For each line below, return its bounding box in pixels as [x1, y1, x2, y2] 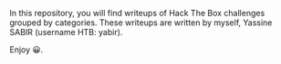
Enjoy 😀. [9, 44, 44, 55]
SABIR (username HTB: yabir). [9, 27, 123, 37]
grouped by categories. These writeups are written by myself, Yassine [9, 17, 273, 28]
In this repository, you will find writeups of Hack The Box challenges [9, 8, 265, 18]
